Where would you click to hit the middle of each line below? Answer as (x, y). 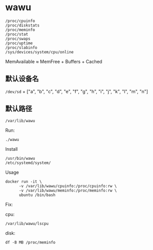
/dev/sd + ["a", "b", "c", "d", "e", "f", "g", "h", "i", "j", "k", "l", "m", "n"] (77, 91)
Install (11, 149)
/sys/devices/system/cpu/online (39, 52)
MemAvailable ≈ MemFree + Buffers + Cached (54, 61)
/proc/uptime (19, 43)
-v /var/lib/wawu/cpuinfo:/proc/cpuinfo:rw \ (68, 186)
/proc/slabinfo (21, 47)
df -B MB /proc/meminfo (30, 242)
